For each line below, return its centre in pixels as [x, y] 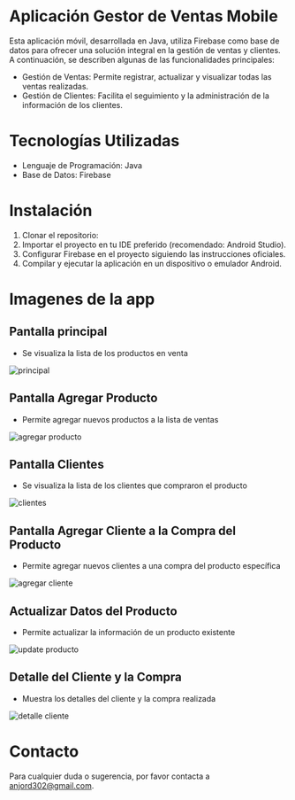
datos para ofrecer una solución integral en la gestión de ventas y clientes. [145, 50]
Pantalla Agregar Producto [83, 398]
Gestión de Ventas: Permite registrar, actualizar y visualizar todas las [147, 76]
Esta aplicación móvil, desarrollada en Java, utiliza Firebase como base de [144, 41]
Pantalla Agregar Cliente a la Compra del [123, 530]
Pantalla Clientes [57, 465]
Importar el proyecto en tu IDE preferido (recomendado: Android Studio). [154, 245]
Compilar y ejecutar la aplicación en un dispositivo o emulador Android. [152, 263]
